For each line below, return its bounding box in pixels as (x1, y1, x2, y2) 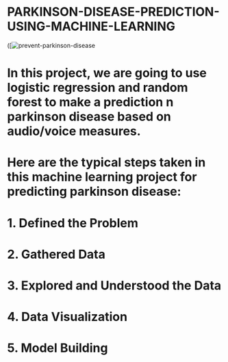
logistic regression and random (7, 80, 188, 96)
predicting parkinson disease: (7, 184, 181, 199)
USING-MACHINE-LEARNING (7, 18, 176, 34)
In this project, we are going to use (7, 66, 207, 81)
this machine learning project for (7, 169, 197, 185)
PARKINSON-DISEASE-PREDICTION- (7, 4, 220, 20)
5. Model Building (7, 340, 108, 356)
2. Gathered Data (7, 246, 106, 262)
